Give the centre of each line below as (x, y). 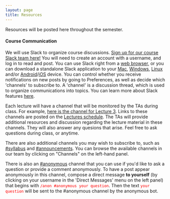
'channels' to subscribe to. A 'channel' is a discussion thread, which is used (85, 85)
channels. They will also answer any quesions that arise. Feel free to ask (81, 127)
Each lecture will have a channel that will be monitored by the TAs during (82, 106)
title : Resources (24, 15)
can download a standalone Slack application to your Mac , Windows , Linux (84, 69)
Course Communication (31, 41)
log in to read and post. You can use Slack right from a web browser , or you (85, 63)
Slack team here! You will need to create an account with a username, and (83, 58)
